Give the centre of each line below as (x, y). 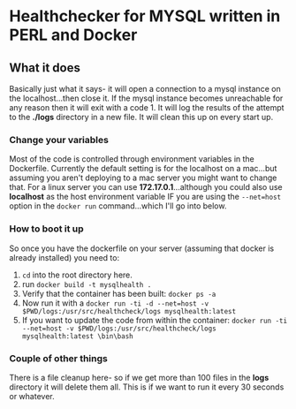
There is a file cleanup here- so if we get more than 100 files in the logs (139, 377)
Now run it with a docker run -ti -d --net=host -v (115, 303)
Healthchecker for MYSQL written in (145, 16)
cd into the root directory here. (77, 275)
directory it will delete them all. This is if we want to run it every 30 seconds (147, 387)
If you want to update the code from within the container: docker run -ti (155, 320)
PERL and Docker (73, 35)
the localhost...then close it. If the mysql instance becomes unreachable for (146, 98)
